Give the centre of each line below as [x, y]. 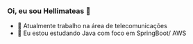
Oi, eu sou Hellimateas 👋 [49, 11]
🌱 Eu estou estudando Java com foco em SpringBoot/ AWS [102, 33]
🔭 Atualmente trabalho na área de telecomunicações [92, 26]
